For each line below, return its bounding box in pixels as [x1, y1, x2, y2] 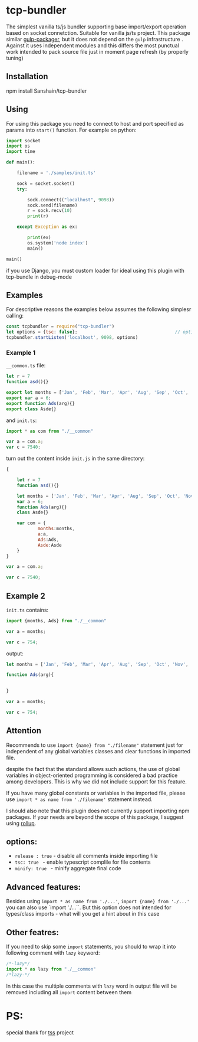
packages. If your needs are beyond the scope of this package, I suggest [6, 813, 184, 821]
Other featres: [6, 927, 59, 938]
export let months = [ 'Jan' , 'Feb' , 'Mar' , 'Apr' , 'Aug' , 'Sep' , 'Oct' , [6, 390, 189, 396]
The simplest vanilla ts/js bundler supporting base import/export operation [6, 23, 187, 30]
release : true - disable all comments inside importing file [14, 852, 158, 860]
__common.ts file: [6, 362, 46, 369]
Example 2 [6, 591, 45, 601]
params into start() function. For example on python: [6, 126, 137, 133]
